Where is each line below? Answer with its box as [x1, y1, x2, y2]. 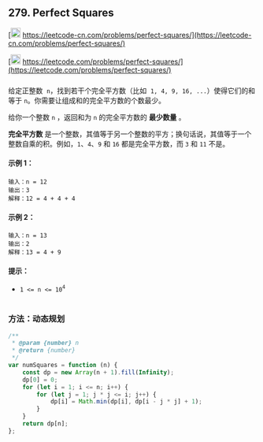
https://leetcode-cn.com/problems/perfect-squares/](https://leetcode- [22, 30, 252, 39]
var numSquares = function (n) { [8, 362, 118, 370]
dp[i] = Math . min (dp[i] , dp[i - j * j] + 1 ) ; [50, 398, 202, 406]
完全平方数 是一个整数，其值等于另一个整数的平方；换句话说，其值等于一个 [8, 129, 252, 139]
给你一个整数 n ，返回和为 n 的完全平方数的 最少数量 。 [8, 112, 186, 121]
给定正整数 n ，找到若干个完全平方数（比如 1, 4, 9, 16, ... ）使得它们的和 [8, 86, 256, 95]
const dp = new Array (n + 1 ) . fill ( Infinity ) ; [22, 368, 175, 377]
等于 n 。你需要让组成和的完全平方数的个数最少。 [8, 95, 166, 105]
